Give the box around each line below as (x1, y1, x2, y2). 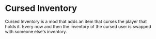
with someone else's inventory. (5, 29, 67, 34)
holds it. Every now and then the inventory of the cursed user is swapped (5, 23, 152, 29)
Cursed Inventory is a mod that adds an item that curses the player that (5, 19, 147, 24)
